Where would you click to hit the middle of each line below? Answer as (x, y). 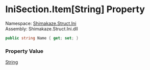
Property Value (24, 51)
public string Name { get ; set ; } (42, 38)
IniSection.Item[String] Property (75, 9)
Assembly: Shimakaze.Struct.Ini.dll (42, 28)
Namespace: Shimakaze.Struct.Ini (41, 23)
